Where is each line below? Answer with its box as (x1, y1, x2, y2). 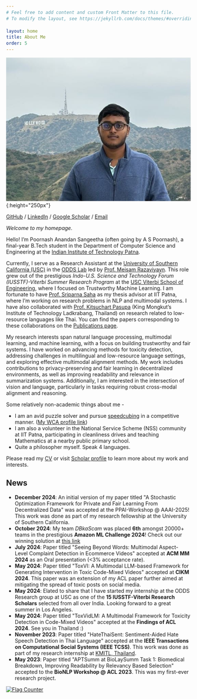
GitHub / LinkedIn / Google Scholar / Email (6, 213, 108, 220)
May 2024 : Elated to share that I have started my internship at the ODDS (14, 587, 190, 594)
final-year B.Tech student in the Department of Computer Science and (6, 242, 176, 249)
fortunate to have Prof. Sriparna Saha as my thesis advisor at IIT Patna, (6, 291, 177, 298)
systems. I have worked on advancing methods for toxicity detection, (6, 346, 173, 353)
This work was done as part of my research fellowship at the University (14, 512, 187, 519)
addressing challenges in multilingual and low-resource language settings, (6, 352, 186, 359)
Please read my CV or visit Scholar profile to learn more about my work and (6, 455, 189, 462)
